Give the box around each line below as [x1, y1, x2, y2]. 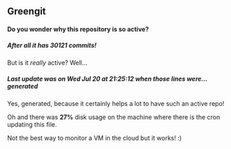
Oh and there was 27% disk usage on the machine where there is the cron [7, 113, 221, 121]
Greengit [7, 6, 47, 17]
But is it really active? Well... [7, 58, 88, 67]
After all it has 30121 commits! [7, 41, 97, 49]
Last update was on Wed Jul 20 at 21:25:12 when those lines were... [7, 74, 207, 83]
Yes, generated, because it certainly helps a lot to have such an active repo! [7, 99, 225, 107]
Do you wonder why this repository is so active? [7, 24, 150, 33]
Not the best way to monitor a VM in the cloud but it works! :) [7, 134, 182, 142]
